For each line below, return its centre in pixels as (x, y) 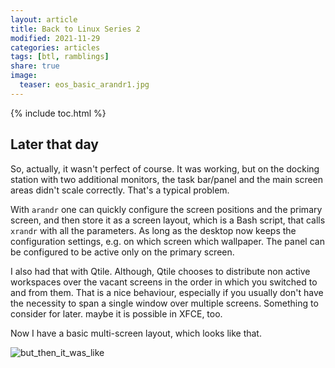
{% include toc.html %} (58, 113)
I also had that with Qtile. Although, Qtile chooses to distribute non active (160, 271)
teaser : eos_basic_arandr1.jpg (84, 85)
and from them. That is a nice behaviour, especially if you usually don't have (167, 292)
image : (24, 76)
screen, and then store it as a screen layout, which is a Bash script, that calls (168, 220)
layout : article (44, 19)
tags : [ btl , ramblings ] (60, 57)
